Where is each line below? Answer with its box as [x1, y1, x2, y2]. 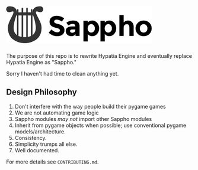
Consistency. [14, 134, 47, 141]
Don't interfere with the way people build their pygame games [14, 103, 166, 110]
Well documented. [14, 146, 59, 153]
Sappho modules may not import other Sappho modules [14, 115, 152, 122]
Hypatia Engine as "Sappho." [6, 58, 77, 66]
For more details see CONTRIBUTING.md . [6, 158, 99, 165]
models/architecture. [14, 127, 66, 135]
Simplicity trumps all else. [14, 140, 78, 148]
